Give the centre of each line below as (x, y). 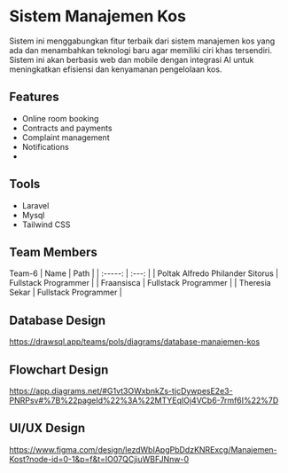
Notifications (45, 146)
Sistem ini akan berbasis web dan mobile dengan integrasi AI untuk (132, 59)
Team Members (53, 252)
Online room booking (60, 118)
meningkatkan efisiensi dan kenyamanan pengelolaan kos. (116, 69)
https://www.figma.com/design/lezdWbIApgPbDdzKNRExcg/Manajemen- (143, 449)
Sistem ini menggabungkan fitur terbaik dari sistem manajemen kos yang (142, 41)
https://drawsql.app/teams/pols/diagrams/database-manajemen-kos (135, 342)
